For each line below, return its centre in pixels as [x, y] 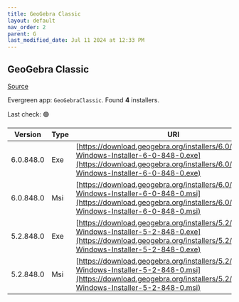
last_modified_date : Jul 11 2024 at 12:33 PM [76, 41]
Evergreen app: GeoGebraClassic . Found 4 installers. [84, 99]
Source [18, 86]
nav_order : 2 [27, 27]
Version [27, 134]
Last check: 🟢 [28, 114]
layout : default [31, 21]
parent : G [22, 34]
